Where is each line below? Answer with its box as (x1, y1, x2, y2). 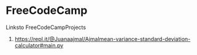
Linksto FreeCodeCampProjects (6, 24, 87, 31)
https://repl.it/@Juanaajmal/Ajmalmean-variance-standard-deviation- (14, 35, 191, 42)
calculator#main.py (14, 42, 64, 49)
